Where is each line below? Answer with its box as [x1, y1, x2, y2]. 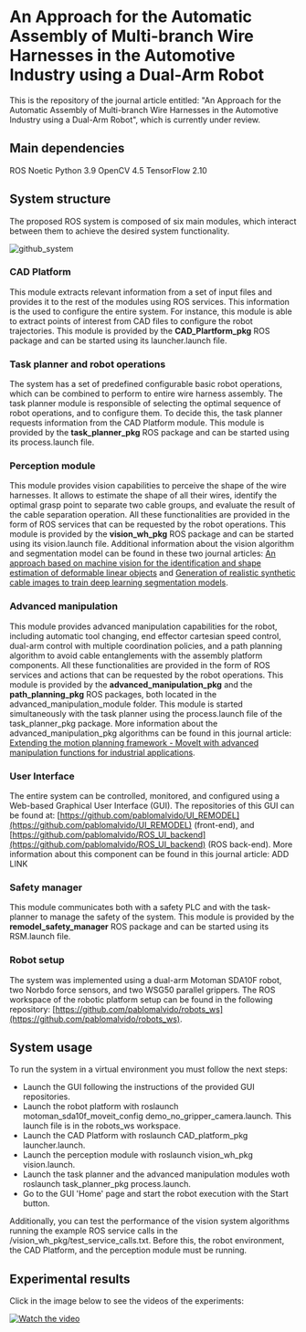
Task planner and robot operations [9, 358, 166, 371]
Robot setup [9, 954, 66, 967]
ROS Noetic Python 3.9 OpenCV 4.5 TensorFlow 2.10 [9, 164, 207, 175]
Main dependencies [9, 141, 125, 156]
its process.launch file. [9, 436, 95, 448]
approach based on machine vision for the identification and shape [9, 558, 262, 569]
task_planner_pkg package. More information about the [9, 718, 218, 729]
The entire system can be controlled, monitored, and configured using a [9, 791, 280, 802]
